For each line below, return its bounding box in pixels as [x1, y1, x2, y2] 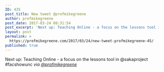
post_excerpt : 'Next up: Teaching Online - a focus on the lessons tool [5, 25, 156, 30]
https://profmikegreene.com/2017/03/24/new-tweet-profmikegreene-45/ [9, 39, 154, 43]
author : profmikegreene [5, 16, 54, 21]
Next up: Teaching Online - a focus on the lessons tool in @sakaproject [5, 56, 148, 62]
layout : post [5, 29, 32, 34]
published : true [5, 43, 38, 48]
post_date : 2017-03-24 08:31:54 [5, 20, 71, 26]
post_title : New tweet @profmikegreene [5, 12, 86, 16]
